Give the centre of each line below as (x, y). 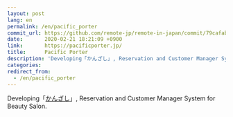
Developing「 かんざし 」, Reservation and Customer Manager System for (111, 98)
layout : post (26, 13)
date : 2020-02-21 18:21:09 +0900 (65, 39)
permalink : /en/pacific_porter (52, 26)
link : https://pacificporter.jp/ (65, 46)
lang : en (20, 20)
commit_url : (24, 33)
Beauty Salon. (27, 106)
